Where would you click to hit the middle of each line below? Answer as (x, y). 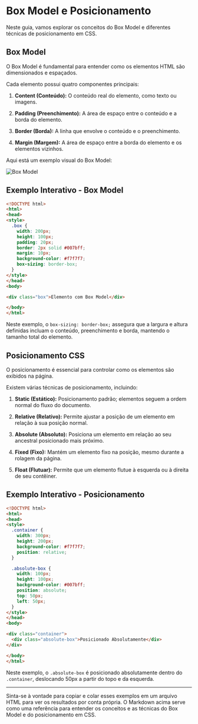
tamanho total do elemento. (39, 337)
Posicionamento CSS (46, 355)
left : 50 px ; (31, 601)
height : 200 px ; (35, 541)
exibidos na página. (30, 376)
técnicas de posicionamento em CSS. (52, 33)
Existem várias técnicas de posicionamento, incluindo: (72, 387)
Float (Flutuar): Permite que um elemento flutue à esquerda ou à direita (102, 470)
